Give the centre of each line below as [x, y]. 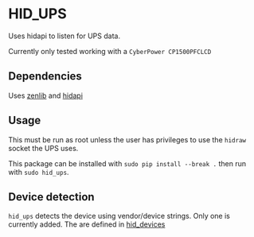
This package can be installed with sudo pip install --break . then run [127, 163]
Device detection [51, 197]
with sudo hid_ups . [39, 172]
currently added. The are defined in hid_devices [87, 224]
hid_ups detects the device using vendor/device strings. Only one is [119, 216]
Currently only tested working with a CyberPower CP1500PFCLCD [110, 51]
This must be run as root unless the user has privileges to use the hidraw [127, 139]
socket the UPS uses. [43, 148]
